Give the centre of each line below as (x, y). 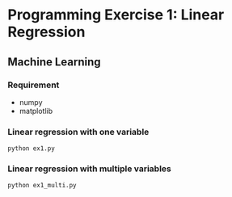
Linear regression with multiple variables (89, 169)
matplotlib (36, 111)
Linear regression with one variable (78, 132)
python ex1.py (32, 149)
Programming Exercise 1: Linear (116, 15)
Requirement (34, 85)
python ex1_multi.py (42, 186)
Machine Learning (55, 62)
